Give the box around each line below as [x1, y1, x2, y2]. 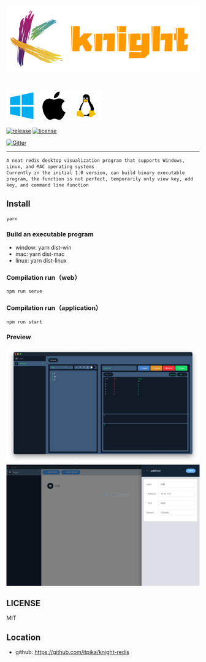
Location [6, 632, 41, 642]
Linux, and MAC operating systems [6, 163, 95, 170]
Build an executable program [6, 229, 94, 238]
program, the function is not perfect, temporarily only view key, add [6, 175, 193, 182]
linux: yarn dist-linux [15, 256, 67, 264]
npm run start [6, 318, 43, 325]
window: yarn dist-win [15, 244, 72, 251]
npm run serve [6, 288, 43, 294]
